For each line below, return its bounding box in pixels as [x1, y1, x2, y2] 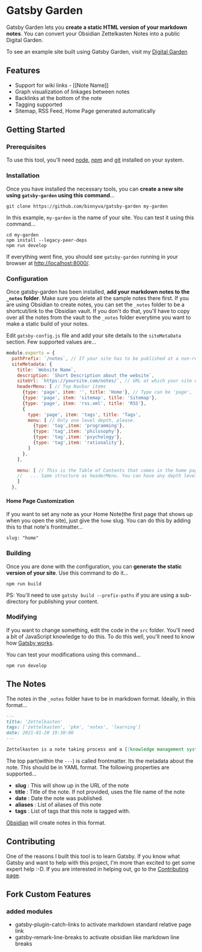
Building [6, 549, 31, 558]
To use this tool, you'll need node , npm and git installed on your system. [6, 156, 185, 163]
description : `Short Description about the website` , [17, 372, 155, 379]
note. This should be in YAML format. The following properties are [6, 763, 170, 771]
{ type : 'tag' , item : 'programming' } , [32, 423, 125, 429]
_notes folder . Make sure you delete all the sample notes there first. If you [6, 295, 189, 302]
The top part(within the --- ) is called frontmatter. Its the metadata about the [6, 757, 194, 764]
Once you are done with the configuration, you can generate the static [6, 563, 182, 570]
